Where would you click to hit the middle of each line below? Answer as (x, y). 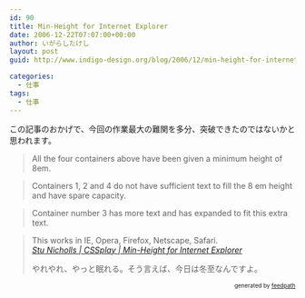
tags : (20, 93)
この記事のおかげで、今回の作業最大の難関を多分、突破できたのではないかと (152, 129)
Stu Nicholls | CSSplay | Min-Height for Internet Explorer (137, 250)
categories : (32, 77)
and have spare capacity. (79, 195)
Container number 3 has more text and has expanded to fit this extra (160, 213)
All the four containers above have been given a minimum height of (157, 158)
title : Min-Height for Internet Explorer (89, 26)
